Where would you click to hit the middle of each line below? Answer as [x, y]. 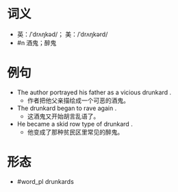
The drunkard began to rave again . [67, 108]
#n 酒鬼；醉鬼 [37, 42]
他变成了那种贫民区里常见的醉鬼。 [75, 132]
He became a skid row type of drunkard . [75, 124]
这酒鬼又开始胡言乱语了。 [63, 116]
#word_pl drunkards [45, 181]
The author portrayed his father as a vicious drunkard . [94, 92]
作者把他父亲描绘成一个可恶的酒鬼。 [78, 100]
